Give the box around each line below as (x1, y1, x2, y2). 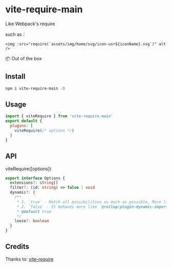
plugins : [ (10, 123, 33, 129)
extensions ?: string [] (10, 180, 58, 186)
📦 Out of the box (5, 55, 42, 61)
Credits (5, 242, 30, 251)
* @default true (16, 209, 52, 214)
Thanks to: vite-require (5, 256, 54, 262)
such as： (5, 31, 27, 37)
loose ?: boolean (14, 219, 50, 224)
